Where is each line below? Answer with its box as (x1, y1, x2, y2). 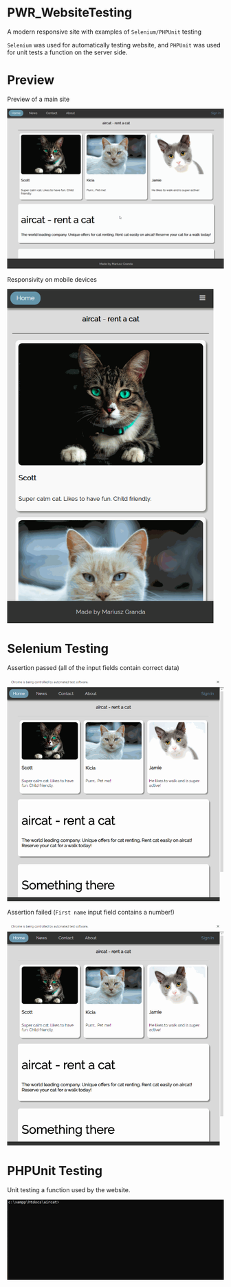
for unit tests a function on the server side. (7, 48, 128, 56)
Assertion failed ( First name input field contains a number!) (7, 908, 175, 916)
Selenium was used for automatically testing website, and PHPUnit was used (7, 41, 221, 49)
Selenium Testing (7, 641, 109, 657)
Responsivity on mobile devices (7, 275, 98, 283)
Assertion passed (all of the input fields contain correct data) (7, 664, 180, 672)
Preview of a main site (7, 95, 70, 103)
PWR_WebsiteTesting (7, 5, 133, 21)
